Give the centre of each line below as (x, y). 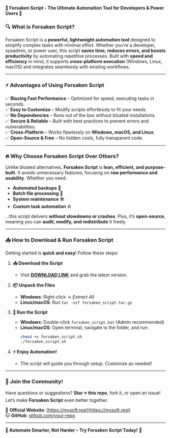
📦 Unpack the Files (34, 285)
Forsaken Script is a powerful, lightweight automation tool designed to (80, 40)
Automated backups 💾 (37, 188)
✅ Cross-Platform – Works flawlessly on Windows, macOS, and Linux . (80, 132)
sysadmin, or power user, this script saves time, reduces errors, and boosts (85, 50)
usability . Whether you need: (36, 178)
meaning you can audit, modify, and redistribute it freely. (66, 221)
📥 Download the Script (37, 263)
